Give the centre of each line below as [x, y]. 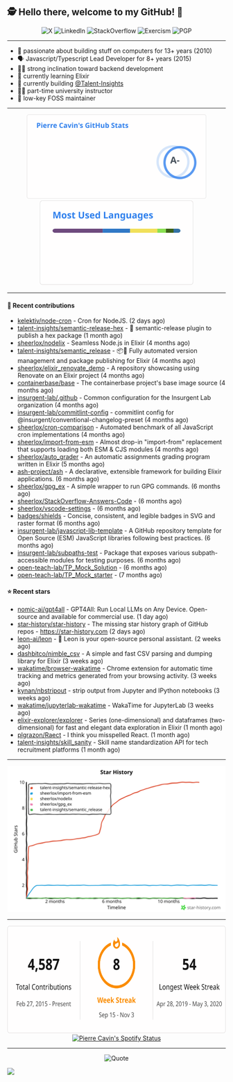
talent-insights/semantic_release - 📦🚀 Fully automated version [107, 351]
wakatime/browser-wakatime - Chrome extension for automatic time [115, 668]
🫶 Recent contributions [41, 305]
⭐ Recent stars [29, 591]
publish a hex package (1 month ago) [70, 336]
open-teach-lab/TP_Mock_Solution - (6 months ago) [92, 567]
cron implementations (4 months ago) [71, 435]
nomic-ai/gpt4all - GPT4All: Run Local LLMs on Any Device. [102, 609]
